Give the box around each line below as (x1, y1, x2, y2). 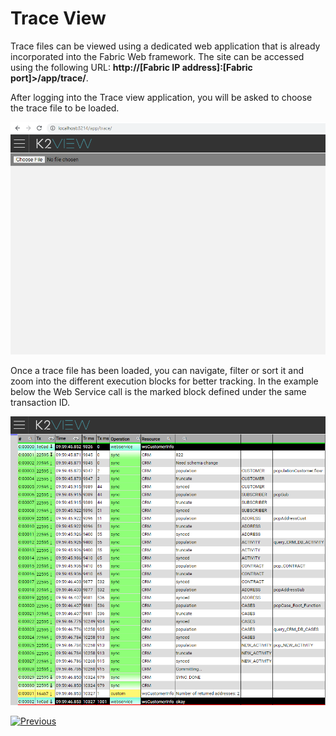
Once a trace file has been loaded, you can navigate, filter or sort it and (10, 364, 304, 376)
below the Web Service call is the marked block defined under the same (10, 385, 307, 397)
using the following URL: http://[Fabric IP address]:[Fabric (10, 61, 253, 73)
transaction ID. (10, 396, 71, 408)
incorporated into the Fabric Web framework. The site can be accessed (10, 50, 305, 62)
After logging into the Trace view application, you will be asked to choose (10, 91, 313, 103)
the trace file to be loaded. (10, 102, 120, 114)
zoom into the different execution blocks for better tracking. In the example (10, 375, 319, 387)
